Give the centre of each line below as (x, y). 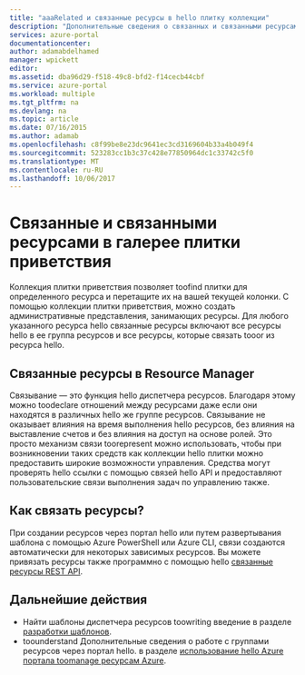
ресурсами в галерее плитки (125, 243)
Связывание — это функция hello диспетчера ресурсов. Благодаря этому (152, 395)
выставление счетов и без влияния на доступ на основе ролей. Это (141, 434)
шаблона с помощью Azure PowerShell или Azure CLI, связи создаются (148, 542)
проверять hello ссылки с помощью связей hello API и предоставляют (146, 472)
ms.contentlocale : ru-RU (56, 170)
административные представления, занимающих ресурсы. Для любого (149, 316)
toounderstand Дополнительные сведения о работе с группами (146, 640)
